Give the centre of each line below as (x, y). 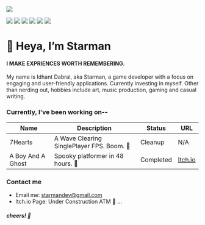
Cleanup (152, 142)
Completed (156, 160)
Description (94, 128)
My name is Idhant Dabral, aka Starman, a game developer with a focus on (100, 77)
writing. (16, 96)
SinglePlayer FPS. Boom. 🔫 (92, 146)
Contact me (24, 182)
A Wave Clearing (78, 138)
